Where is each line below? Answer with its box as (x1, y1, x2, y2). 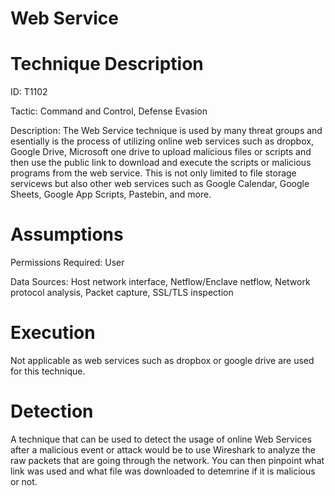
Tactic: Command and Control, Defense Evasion (10, 105, 208, 117)
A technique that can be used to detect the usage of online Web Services (10, 433, 312, 445)
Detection (10, 400, 94, 423)
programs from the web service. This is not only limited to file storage (10, 167, 297, 179)
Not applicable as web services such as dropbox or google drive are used (10, 355, 315, 366)
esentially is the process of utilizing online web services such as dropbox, (10, 135, 314, 147)
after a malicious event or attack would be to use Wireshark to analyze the (10, 443, 316, 456)
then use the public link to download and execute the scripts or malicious (10, 157, 312, 169)
